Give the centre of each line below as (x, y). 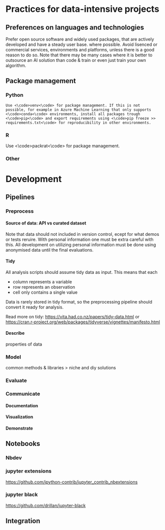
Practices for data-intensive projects (82, 9)
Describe (15, 333)
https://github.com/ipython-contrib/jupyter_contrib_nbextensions (72, 482)
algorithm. (16, 66)
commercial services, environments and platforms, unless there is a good (80, 50)
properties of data (24, 344)
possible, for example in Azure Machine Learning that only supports (79, 110)
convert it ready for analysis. (34, 307)
